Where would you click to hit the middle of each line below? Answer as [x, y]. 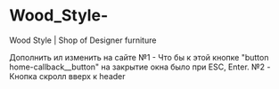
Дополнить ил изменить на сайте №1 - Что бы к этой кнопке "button [139, 57]
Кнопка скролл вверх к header [68, 76]
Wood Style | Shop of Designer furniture [83, 40]
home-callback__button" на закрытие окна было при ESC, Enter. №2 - [140, 67]
